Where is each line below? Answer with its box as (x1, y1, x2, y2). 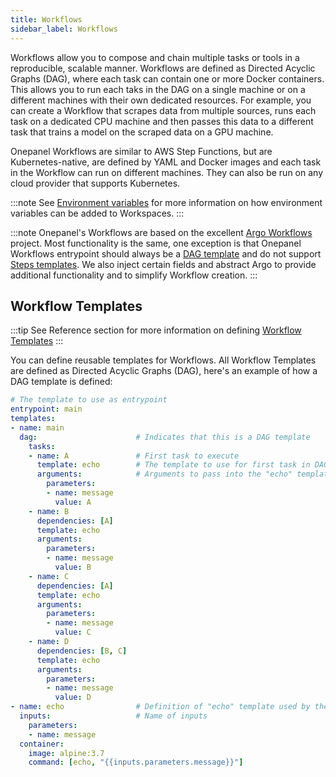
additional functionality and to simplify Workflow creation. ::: (10, 269, 258, 281)
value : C (54, 627, 92, 638)
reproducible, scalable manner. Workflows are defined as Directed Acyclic (10, 62, 316, 74)
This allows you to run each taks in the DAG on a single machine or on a (10, 83, 306, 95)
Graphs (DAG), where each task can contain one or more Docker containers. (10, 72, 325, 85)
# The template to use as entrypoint (10, 395, 168, 405)
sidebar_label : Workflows (10, 24, 118, 34)
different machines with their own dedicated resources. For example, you (10, 94, 312, 106)
